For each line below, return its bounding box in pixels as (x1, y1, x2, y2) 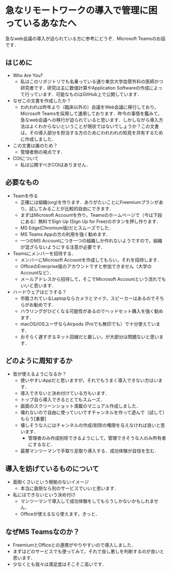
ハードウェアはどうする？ (12, 289, 67, 295)
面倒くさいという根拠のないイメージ (12, 479, 89, 485)
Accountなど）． (20, 270, 54, 276)
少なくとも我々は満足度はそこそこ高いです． (12, 561, 107, 567)
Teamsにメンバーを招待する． (12, 250, 77, 256)
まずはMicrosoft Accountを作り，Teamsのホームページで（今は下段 (20, 212, 162, 218)
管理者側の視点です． (20, 149, 65, 155)
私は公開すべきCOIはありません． (20, 161, 91, 168)
